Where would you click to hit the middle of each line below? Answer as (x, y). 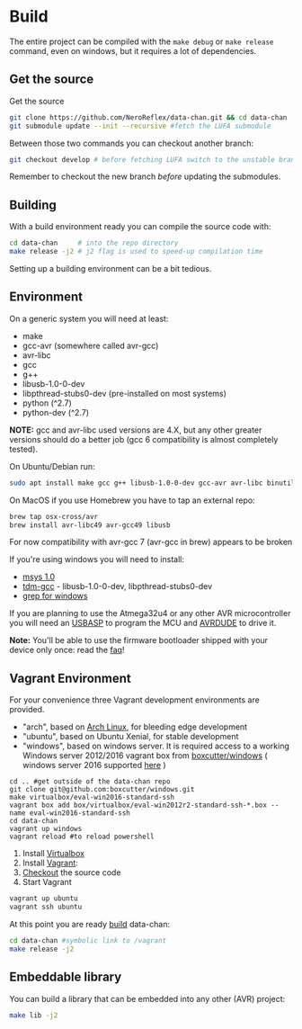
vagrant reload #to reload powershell (82, 837)
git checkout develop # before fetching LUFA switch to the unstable (142, 159)
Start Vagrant (47, 882)
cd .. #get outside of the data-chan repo (90, 782)
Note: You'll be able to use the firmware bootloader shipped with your (138, 640)
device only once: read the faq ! (67, 650)
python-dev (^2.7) (56, 412)
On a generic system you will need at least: (89, 318)
